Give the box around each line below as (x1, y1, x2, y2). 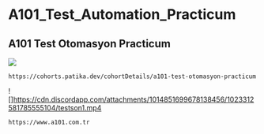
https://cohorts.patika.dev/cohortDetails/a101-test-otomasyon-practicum (8, 73, 257, 80)
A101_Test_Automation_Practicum (8, 6, 236, 24)
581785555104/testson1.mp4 (8, 103, 102, 112)
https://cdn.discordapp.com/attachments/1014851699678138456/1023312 (13, 95, 255, 104)
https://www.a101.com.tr (8, 118, 90, 126)
